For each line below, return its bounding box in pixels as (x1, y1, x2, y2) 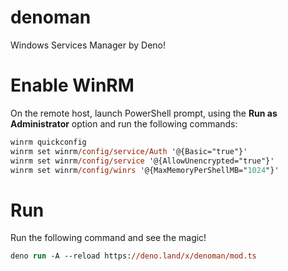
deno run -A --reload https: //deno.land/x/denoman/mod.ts (10, 251, 257, 261)
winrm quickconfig (10, 137, 87, 147)
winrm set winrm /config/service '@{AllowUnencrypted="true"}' (10, 156, 275, 166)
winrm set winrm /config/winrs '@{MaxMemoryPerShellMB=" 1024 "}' (10, 165, 280, 175)
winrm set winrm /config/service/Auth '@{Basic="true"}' (10, 146, 248, 156)
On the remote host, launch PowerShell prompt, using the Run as (10, 107, 278, 119)
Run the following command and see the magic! (10, 232, 207, 244)
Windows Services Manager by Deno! (10, 39, 166, 51)
